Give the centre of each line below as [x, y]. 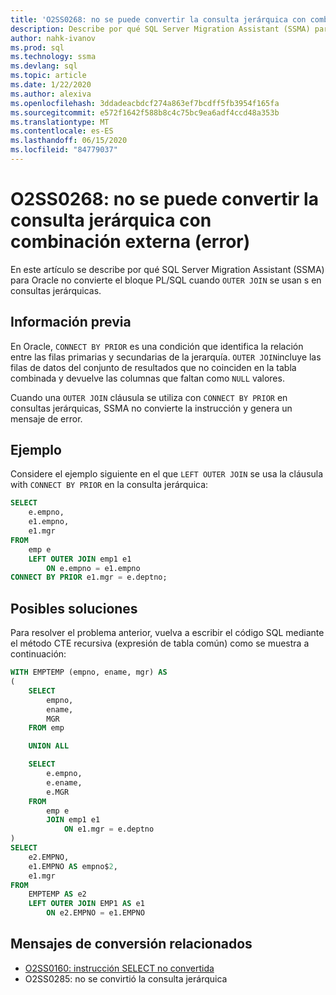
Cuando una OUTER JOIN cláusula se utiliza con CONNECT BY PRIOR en [149, 397]
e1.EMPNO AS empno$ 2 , [73, 866]
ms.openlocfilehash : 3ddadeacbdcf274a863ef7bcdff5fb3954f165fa [145, 103]
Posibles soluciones [74, 608]
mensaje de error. [46, 418]
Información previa [71, 322]
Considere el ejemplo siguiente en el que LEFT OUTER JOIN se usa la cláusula [167, 474]
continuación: [38, 654]
